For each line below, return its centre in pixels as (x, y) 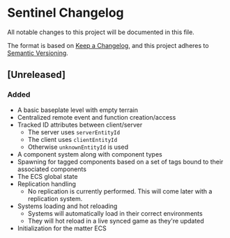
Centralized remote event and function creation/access (97, 117)
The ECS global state (47, 176)
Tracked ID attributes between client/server (80, 125)
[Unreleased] (37, 75)
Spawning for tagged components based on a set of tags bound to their (120, 161)
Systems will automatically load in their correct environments (115, 213)
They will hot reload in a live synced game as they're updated (116, 221)
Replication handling (47, 184)
